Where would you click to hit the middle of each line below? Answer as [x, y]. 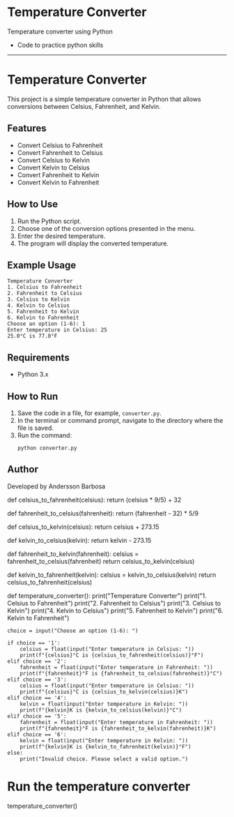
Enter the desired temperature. [61, 236]
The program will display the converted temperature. [93, 243]
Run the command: [44, 435]
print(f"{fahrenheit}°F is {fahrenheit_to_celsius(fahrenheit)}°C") [121, 673]
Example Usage [42, 265]
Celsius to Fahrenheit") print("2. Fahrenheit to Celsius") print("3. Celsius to [114, 603]
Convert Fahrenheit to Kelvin [58, 174]
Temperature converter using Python [60, 31]
